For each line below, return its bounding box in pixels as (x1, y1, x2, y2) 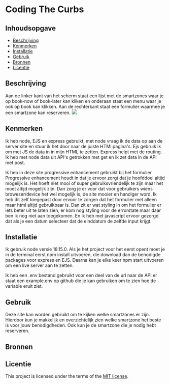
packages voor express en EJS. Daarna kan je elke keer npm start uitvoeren (5, 257, 164, 263)
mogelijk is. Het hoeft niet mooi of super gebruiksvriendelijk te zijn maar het (5, 180, 163, 186)
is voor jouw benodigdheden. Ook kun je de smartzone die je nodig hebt (5, 322, 156, 328)
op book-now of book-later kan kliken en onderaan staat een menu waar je (5, 98, 161, 104)
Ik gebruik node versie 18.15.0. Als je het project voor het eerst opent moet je (5, 246, 165, 253)
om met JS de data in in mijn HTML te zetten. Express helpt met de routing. (5, 149, 162, 155)
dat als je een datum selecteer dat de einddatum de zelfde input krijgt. (5, 218, 152, 224)
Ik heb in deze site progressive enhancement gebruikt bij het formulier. (5, 169, 153, 175)
